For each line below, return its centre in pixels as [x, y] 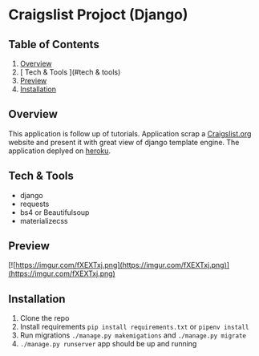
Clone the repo [45, 318]
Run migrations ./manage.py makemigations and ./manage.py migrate [133, 335]
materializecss [44, 220]
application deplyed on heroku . [59, 151]
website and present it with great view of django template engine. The [124, 142]
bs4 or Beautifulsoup [55, 212]
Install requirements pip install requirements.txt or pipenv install [134, 327]
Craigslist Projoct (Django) [98, 15]
